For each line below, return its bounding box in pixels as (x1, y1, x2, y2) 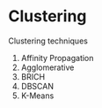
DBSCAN (20, 81, 55, 91)
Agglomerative (20, 62, 75, 73)
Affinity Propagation (20, 52, 94, 63)
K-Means (20, 90, 55, 101)
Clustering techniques (8, 35, 89, 46)
